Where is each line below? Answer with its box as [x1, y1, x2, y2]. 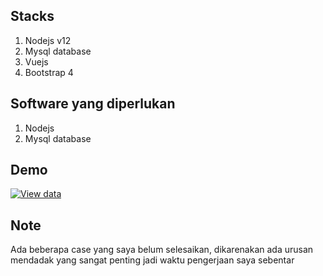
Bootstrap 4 [24, 66, 74, 78]
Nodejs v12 [24, 34, 72, 46]
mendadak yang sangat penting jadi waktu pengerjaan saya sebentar [10, 254, 295, 266]
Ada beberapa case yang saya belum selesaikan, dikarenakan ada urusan [10, 244, 314, 256]
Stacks [10, 8, 55, 25]
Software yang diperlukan [10, 95, 176, 113]
